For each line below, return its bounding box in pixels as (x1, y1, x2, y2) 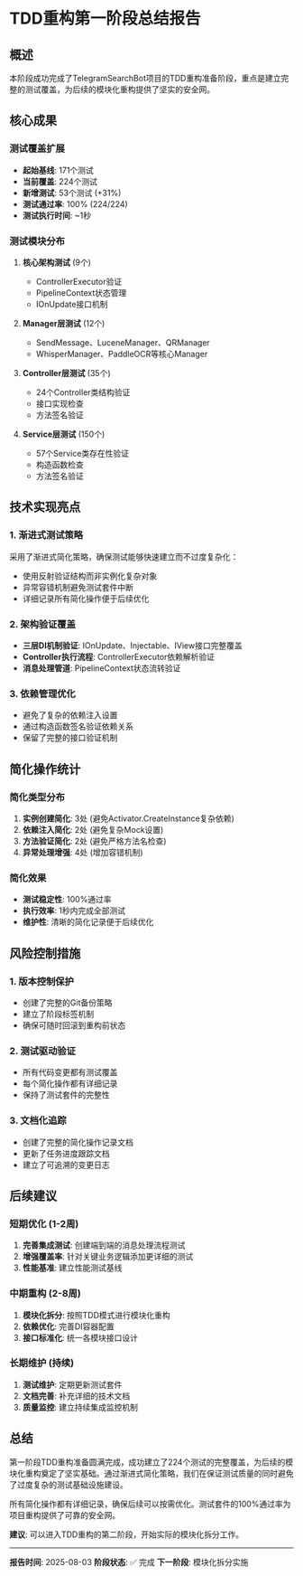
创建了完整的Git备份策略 (22, 996, 113, 1008)
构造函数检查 (35, 458, 84, 470)
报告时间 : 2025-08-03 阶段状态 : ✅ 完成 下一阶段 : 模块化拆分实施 (9, 1556, 249, 1567)
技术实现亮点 (9, 499, 81, 515)
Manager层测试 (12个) (22, 317, 106, 328)
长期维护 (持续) (9, 1357, 75, 1370)
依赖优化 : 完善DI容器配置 (22, 1321, 115, 1332)
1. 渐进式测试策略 (9, 529, 84, 542)
